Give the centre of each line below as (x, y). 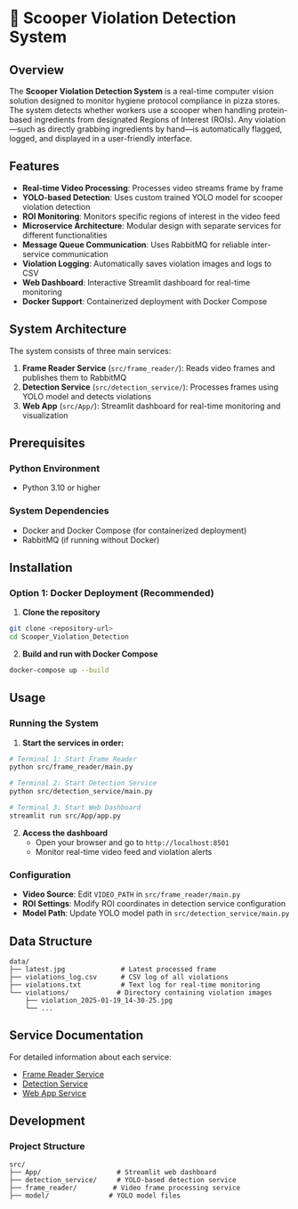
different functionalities (64, 235)
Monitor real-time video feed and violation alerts (124, 851)
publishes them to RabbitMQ (74, 377)
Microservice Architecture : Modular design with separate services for (152, 225)
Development (48, 1121)
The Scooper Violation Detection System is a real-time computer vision (141, 91)
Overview (37, 70)
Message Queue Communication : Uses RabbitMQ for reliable (136, 245)
